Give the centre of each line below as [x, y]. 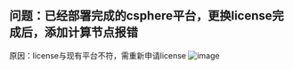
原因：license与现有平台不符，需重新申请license [98, 55]
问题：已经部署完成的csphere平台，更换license [141, 16]
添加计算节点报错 [91, 32]
